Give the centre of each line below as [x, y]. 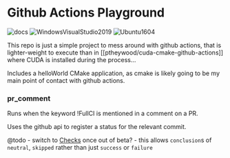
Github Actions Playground [86, 13]
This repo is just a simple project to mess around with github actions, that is [114, 45]
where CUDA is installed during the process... [72, 59]
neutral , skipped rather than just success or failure [80, 148]
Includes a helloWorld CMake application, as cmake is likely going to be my [114, 73]
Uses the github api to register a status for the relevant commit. [97, 127]
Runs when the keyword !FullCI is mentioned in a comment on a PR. [103, 113]
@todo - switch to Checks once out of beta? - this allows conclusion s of [109, 140]
